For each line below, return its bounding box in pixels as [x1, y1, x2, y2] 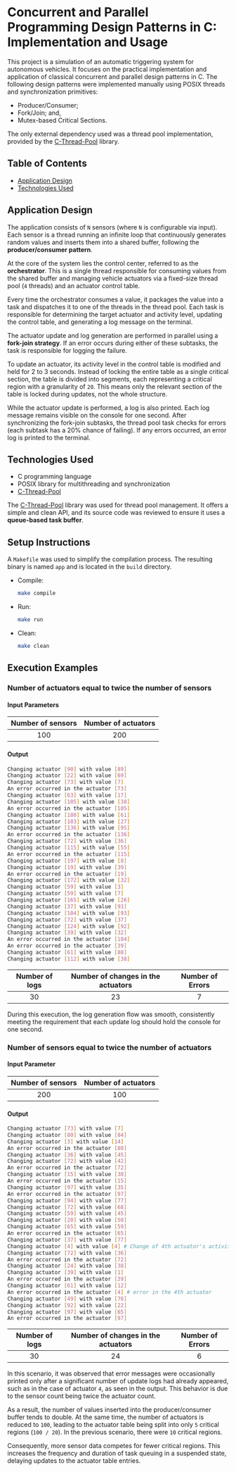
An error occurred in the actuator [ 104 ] [7, 936, 131, 943]
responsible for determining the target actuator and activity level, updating [7, 310, 223, 318]
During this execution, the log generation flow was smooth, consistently [7, 1010, 215, 1018]
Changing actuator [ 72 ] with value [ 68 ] [7, 1204, 128, 1211]
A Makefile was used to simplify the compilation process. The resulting [7, 555, 213, 563]
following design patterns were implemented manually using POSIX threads [7, 80, 225, 88]
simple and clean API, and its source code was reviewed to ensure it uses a [7, 509, 225, 517]
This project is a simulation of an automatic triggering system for [7, 57, 195, 66]
